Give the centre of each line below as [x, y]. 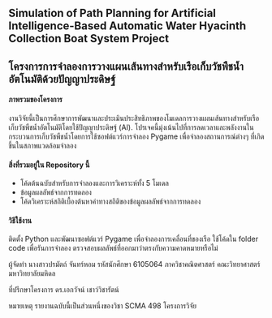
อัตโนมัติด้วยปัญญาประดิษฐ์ [62, 79]
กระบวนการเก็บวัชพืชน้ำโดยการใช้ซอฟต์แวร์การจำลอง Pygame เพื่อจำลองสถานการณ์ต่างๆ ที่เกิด [136, 136]
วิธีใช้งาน [20, 220]
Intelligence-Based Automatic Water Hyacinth [127, 26]
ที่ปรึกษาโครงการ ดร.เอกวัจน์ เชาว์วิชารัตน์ [64, 290]
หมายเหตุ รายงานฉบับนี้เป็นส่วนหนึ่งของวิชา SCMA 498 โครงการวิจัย [103, 306]
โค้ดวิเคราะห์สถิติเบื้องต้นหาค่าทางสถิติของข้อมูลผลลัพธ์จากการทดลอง [110, 201]
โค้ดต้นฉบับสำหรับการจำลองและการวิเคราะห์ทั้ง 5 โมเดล [94, 183]
